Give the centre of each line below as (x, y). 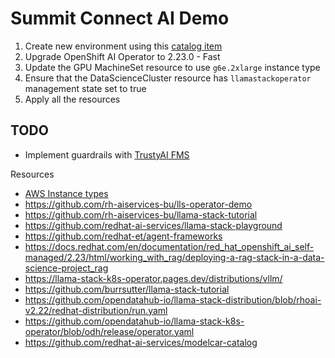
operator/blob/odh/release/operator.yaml (109, 331)
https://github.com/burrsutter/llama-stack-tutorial (127, 289)
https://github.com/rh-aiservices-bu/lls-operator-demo (138, 204)
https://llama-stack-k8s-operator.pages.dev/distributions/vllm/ (153, 278)
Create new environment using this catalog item (123, 46)
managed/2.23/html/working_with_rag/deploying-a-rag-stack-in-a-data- (174, 257)
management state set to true (85, 88)
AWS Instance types (66, 193)
